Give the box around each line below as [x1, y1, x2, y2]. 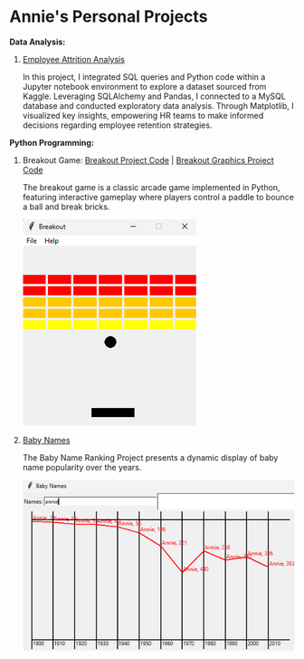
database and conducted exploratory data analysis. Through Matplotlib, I [22, 100, 294, 111]
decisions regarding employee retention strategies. [22, 120, 213, 131]
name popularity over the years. [22, 461, 142, 472]
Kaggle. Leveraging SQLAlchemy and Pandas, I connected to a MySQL [22, 91, 287, 102]
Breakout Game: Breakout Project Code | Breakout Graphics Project [22, 154, 274, 165]
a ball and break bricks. [22, 201, 110, 212]
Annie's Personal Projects [9, 6, 208, 27]
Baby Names [22, 434, 71, 445]
